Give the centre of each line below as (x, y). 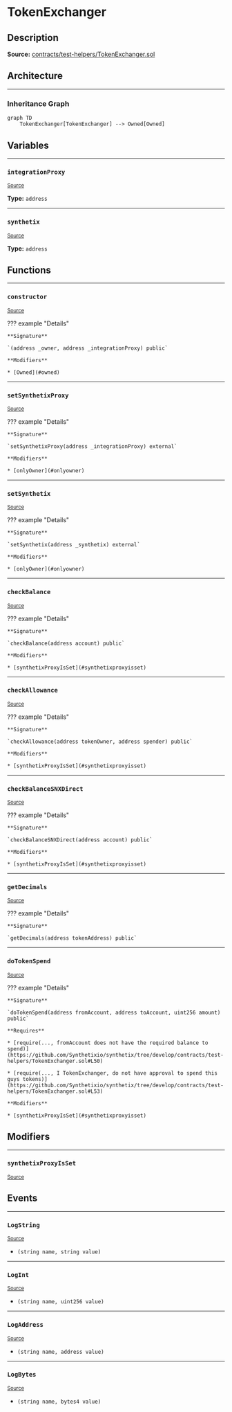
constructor (27, 297)
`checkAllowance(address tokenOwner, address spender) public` (100, 742)
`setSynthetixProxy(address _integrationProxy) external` (92, 446)
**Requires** (26, 1030)
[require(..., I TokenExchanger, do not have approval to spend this (115, 1073)
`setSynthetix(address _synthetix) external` (74, 545)
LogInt (18, 1275)
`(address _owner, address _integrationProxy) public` (88, 348)
